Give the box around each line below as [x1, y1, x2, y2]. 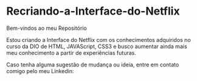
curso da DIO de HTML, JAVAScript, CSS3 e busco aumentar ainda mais [6, 43, 187, 50]
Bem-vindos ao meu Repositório [6, 24, 87, 32]
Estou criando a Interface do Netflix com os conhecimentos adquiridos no [6, 36, 192, 43]
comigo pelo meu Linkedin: [6, 67, 74, 74]
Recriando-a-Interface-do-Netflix [6, 4, 181, 18]
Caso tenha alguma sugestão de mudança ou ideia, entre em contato [6, 61, 179, 68]
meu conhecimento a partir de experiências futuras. [6, 49, 137, 56]
